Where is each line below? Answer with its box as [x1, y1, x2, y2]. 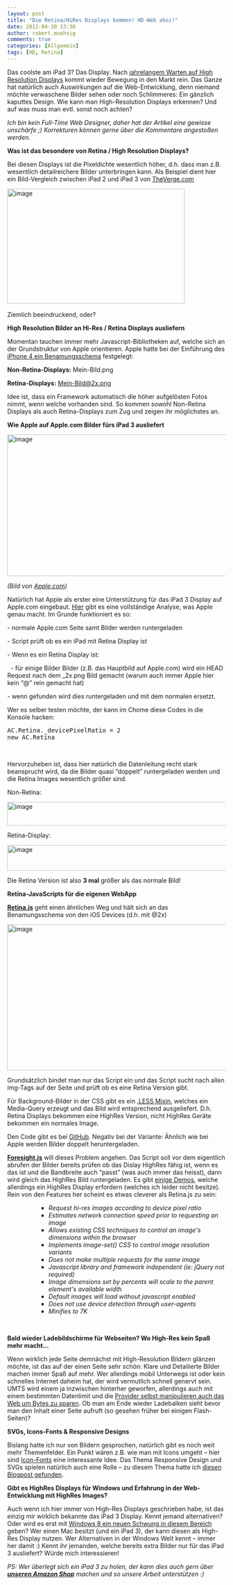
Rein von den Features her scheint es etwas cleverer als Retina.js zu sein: [7, 1190, 217, 1199]
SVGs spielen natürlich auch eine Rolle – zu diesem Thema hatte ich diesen [7, 1463, 222, 1471]
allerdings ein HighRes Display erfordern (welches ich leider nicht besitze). [7, 1183, 221, 1191]
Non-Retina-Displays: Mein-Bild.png [7, 366, 114, 374]
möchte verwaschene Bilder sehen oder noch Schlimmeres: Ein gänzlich [7, 90, 214, 98]
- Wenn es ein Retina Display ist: [7, 650, 100, 659]
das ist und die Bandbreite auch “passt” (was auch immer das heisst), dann [7, 1168, 222, 1176]
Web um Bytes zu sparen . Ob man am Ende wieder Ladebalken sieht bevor [7, 1399, 221, 1407]
